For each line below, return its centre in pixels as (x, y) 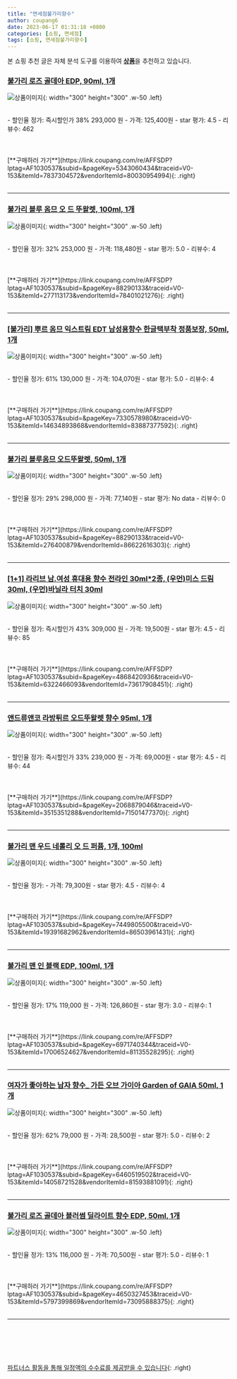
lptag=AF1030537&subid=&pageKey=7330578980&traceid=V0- (100, 418)
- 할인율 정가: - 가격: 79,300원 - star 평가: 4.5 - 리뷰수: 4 (86, 885)
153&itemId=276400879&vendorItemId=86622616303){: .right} (99, 545)
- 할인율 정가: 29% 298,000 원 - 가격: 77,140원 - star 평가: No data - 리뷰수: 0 (116, 499)
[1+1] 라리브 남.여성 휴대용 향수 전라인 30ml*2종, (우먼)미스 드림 (111, 579)
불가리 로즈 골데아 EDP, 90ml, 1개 (61, 81)
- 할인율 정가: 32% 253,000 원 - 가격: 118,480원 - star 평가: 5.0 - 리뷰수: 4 (112, 248)
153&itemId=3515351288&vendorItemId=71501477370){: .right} (98, 813)
